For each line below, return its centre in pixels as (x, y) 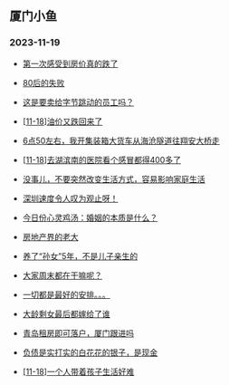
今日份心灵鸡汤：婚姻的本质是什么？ (90, 217)
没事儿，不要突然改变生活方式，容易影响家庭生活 (114, 178)
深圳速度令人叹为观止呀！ (70, 198)
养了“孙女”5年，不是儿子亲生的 (80, 255)
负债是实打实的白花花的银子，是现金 (90, 352)
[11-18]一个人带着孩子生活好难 (78, 371)
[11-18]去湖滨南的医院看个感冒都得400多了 (101, 159)
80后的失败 (43, 82)
